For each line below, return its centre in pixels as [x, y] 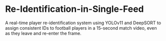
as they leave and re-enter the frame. [43, 33]
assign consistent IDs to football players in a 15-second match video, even [81, 28]
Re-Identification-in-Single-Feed [75, 9]
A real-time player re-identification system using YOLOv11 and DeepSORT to [83, 23]
